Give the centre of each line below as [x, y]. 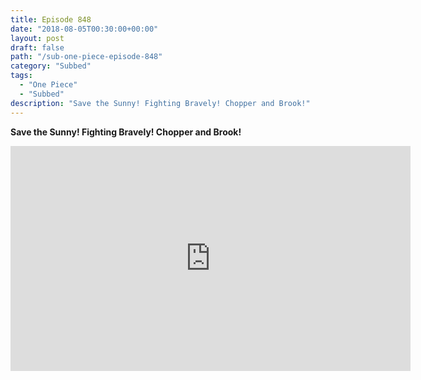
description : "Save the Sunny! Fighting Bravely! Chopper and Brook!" [160, 103]
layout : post [37, 38]
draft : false [37, 47]
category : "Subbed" [51, 66]
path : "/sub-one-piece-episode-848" [86, 57]
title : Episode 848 [51, 19]
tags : [21, 76]
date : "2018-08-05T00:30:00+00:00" [84, 29]
